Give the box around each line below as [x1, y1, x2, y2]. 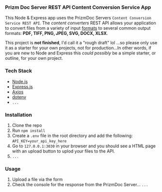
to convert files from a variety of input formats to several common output [5, 25, 151, 31]
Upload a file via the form [12, 176, 63, 182]
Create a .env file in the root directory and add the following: [12, 133, 133, 139]
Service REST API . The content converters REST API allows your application [5, 20, 156, 26]
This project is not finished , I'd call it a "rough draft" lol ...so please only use [5, 40, 158, 46]
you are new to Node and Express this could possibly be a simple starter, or [5, 50, 156, 56]
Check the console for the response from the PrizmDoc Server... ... [12, 182, 148, 188]
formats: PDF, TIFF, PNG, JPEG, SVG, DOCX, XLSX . [5, 31, 108, 36]
